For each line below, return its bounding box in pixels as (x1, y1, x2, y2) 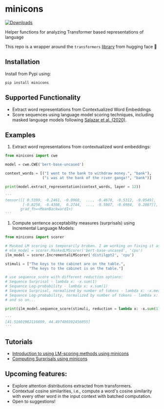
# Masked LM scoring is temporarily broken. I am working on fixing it (5, 244, 154, 248)
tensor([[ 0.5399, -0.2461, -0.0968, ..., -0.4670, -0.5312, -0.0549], (5, 198, 156, 203)
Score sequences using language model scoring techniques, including (12, 111, 154, 118)
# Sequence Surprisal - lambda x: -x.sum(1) (5, 279, 97, 284)
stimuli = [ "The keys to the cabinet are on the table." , (5, 261, 125, 266)
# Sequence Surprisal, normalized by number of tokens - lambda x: (5, 288, 145, 293)
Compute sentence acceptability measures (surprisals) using (12, 220, 135, 226)
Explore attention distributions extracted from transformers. (12, 383, 132, 389)
